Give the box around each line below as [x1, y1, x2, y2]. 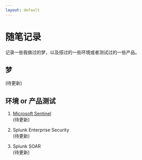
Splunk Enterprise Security [12, 127, 69, 133]
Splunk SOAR [12, 143, 41, 149]
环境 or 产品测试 [5, 96, 56, 105]
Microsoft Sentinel [12, 111, 52, 117]
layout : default [5, 7, 40, 13]
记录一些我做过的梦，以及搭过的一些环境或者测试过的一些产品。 [5, 49, 139, 55]
